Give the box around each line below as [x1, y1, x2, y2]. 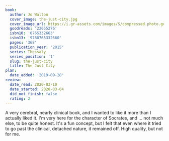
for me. [5, 131, 20, 137]
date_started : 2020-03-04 [10, 86, 64, 92]
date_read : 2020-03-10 [10, 82, 57, 87]
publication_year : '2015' [10, 45, 64, 50]
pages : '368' [10, 40, 37, 45]
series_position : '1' [10, 54, 55, 59]
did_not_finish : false [10, 91, 57, 96]
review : [5, 77, 22, 82]
